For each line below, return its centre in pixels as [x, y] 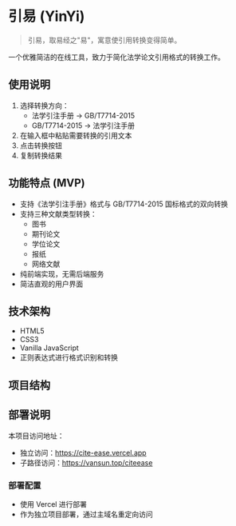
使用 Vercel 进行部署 [53, 504]
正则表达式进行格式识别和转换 [69, 357]
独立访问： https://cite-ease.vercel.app [83, 452]
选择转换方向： [44, 106]
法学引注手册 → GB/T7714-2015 [83, 115]
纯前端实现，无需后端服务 [62, 273]
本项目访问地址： [36, 436]
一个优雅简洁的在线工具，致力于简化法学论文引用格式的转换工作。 [116, 57]
